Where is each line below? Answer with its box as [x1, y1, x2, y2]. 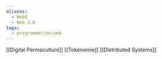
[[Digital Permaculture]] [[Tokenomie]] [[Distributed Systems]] [6, 46, 157, 53]
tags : [6, 25, 19, 31]
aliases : [6, 8, 28, 15]
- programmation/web [11, 30, 62, 36]
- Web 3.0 [11, 19, 35, 25]
